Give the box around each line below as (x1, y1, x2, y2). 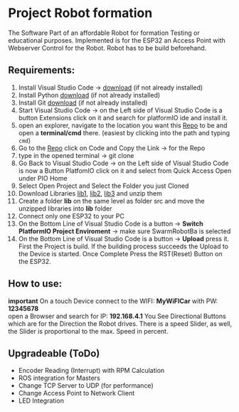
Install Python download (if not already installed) (18, 90, 161, 99)
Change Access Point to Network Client (18, 389, 135, 398)
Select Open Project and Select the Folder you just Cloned (18, 181, 189, 190)
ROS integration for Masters (18, 374, 100, 382)
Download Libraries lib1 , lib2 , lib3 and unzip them (18, 189, 162, 197)
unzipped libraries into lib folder (18, 204, 112, 213)
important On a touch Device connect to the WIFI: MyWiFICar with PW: (8, 297, 218, 305)
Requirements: (8, 64, 75, 76)
